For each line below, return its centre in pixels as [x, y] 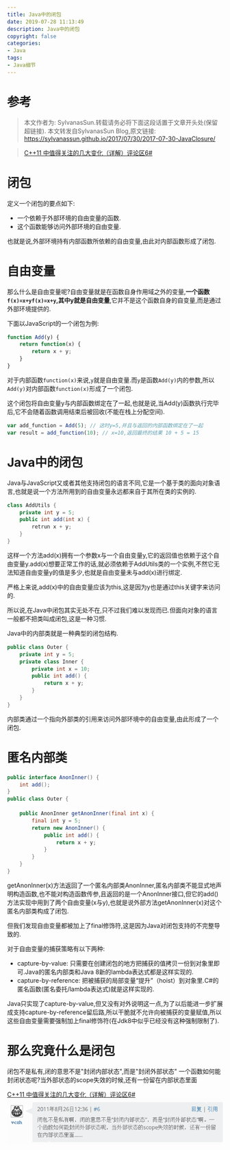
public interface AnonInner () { [53, 777]
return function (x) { [50, 344]
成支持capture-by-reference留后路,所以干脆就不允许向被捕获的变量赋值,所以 [114, 1012]
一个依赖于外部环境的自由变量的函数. [69, 218]
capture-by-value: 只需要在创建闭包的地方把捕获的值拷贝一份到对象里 [115, 963]
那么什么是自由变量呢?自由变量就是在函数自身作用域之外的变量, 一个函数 [108, 291]
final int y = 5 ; [56, 820]
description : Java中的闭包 [43, 29]
